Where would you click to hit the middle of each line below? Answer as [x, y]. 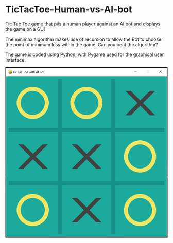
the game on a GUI [25, 29]
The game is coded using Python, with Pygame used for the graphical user [84, 54]
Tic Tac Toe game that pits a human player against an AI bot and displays [83, 24]
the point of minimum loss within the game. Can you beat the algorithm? [82, 44]
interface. [15, 60]
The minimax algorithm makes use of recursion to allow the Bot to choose [83, 39]
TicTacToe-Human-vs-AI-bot [69, 10]
